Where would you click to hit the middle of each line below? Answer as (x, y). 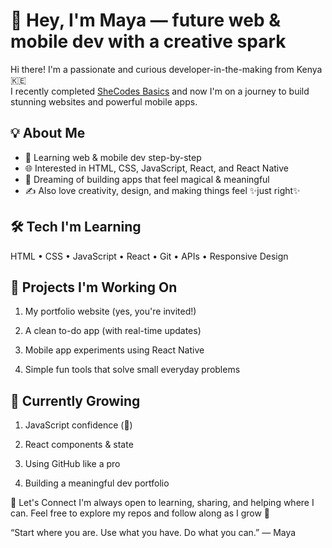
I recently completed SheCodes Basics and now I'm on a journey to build (160, 91)
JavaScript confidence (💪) (78, 425)
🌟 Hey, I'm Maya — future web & (145, 20)
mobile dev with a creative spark (148, 41)
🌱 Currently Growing (75, 400)
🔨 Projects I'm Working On (94, 287)
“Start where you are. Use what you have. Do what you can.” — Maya (153, 533)
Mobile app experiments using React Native (114, 350)
